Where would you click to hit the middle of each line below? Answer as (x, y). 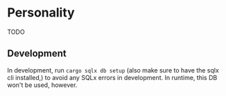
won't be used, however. (42, 85)
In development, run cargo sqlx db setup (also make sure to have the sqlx (113, 70)
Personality (41, 13)
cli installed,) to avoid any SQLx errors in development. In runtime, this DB (112, 77)
